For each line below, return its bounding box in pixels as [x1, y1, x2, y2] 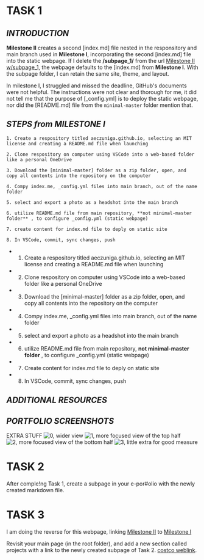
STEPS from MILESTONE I [6, 119, 105, 129]
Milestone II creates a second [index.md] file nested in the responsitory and [6, 44, 197, 51]
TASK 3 [6, 508, 44, 522]
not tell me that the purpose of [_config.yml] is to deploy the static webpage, [6, 95, 199, 102]
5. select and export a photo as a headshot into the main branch [6, 199, 178, 205]
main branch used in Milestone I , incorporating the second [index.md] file [6, 51, 192, 58]
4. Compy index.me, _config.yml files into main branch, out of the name [6, 183, 198, 189]
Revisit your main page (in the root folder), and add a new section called [6, 540, 187, 547]
